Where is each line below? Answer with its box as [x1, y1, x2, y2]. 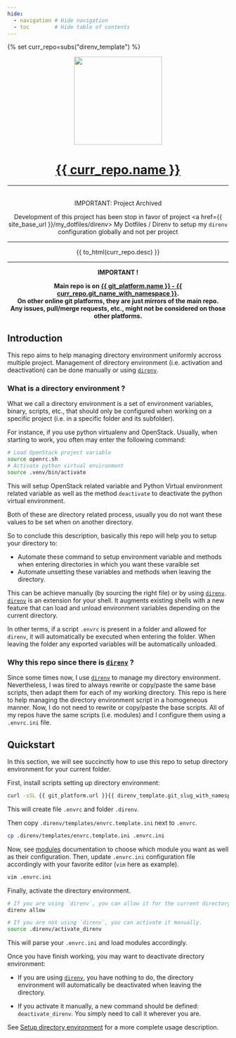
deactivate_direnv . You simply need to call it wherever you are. [17, 1009, 202, 1018]
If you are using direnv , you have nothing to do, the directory [17, 973, 195, 982]
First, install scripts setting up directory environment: [7, 779, 160, 787]
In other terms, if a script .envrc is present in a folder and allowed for [7, 624, 207, 633]
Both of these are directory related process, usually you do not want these [7, 510, 223, 519]
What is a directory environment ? [7, 383, 126, 393]
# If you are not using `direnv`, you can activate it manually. [7, 919, 202, 927]
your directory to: [7, 538, 58, 547]
